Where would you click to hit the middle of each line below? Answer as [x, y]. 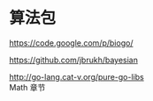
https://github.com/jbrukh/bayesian [74, 60]
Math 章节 [27, 87]
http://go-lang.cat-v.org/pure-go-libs [76, 76]
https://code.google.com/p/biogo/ [71, 43]
